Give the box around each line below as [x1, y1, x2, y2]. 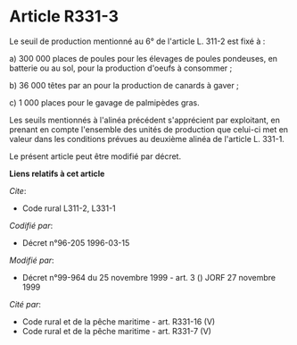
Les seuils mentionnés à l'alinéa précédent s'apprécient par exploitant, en [9, 114, 281, 125]
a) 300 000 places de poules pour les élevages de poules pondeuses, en [9, 53, 278, 63]
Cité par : [9, 299, 42, 309]
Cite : [9, 185, 27, 196]
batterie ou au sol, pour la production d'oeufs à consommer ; [9, 63, 233, 73]
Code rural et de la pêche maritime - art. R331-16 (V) [21, 316, 216, 327]
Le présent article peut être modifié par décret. [9, 150, 181, 162]
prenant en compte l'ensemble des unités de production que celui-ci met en [9, 123, 288, 135]
